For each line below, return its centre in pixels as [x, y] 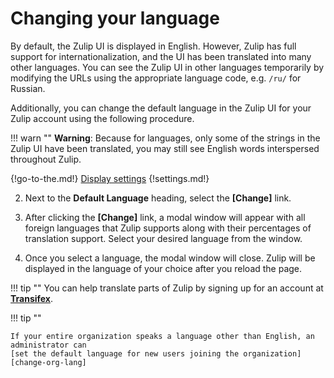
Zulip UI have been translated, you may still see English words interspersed [165, 148]
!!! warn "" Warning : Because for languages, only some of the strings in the [165, 138]
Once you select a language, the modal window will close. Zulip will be [170, 258]
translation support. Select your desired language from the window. [163, 238]
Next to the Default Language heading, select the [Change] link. [158, 198]
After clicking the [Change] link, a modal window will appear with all [165, 217]
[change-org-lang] [48, 362]
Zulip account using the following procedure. [102, 118]
